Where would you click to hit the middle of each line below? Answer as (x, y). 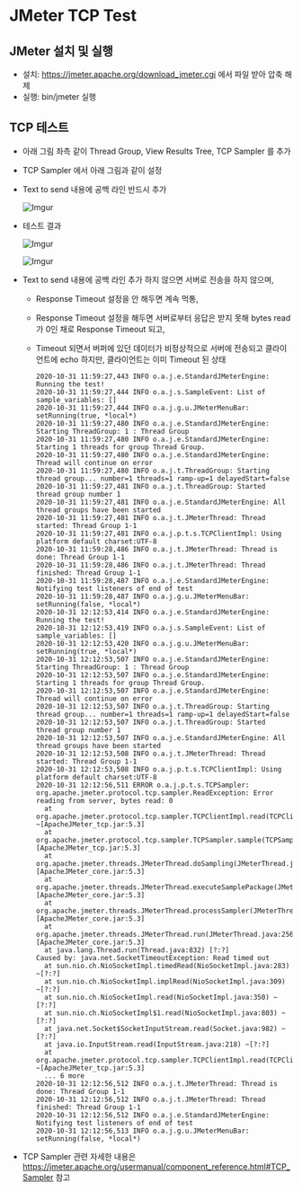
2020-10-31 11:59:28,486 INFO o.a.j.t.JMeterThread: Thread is (157, 549)
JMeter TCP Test (73, 16)
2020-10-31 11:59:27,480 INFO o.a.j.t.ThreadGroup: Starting (152, 471)
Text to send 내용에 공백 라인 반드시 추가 (94, 189)
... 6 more (64, 1076)
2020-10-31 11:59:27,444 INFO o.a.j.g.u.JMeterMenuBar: (142, 408)
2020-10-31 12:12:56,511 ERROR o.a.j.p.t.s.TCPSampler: (142, 785)
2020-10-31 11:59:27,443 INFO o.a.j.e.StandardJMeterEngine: (152, 376)
